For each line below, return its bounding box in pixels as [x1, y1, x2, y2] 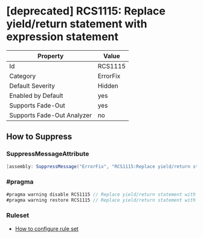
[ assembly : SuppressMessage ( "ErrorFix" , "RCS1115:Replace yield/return [6, 163, 190, 170]
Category [9, 71, 36, 80]
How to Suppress [6, 132, 72, 142]
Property [37, 51, 64, 60]
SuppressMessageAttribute [6, 150, 89, 158]
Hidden [97, 82, 119, 90]
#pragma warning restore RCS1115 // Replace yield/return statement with [6, 197, 196, 203]
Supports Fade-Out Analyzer [9, 111, 92, 119]
